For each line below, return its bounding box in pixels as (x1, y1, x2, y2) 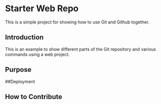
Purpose (5, 65, 32, 74)
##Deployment (5, 79, 35, 84)
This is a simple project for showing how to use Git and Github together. (5, 19, 150, 25)
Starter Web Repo (5, 3, 79, 14)
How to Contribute (5, 92, 63, 101)
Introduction (5, 33, 44, 42)
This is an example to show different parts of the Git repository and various (5, 46, 156, 52)
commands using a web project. (5, 51, 70, 57)
